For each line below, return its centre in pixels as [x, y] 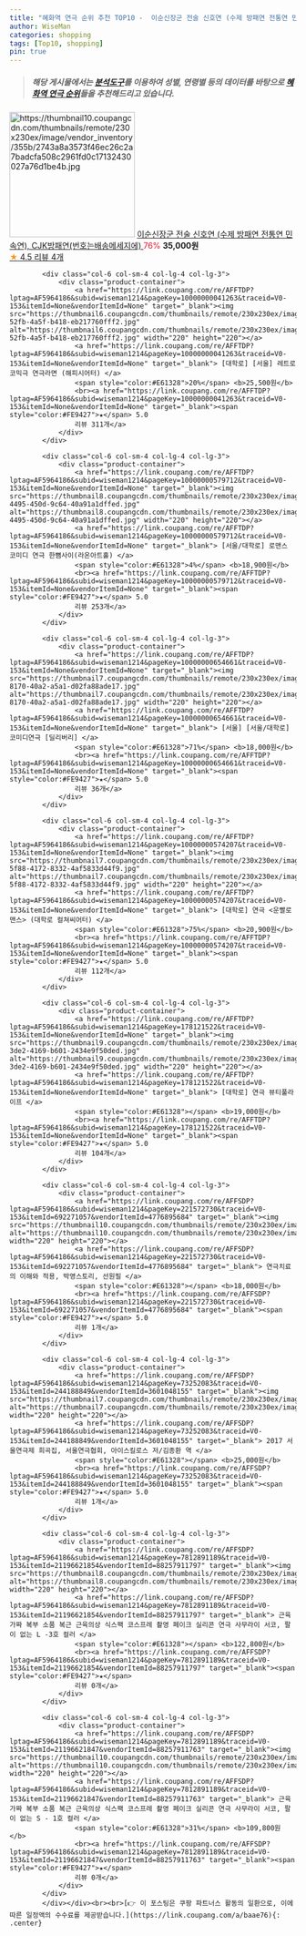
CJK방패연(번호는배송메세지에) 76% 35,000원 [115, 246]
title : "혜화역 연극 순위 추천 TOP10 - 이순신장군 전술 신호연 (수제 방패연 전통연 [149, 18]
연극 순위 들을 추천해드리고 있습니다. [112, 93]
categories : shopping [51, 35]
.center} [26, 1923]
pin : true [28, 52]
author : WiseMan [40, 26]
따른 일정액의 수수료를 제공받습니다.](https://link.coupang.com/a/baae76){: [145, 1916]
